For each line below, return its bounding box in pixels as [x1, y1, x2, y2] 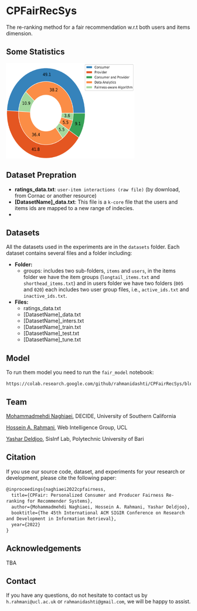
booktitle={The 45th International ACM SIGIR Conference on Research [11, 510, 185, 516]
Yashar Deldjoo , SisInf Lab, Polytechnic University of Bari [6, 436, 144, 442]
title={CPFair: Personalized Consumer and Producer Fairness [11, 492, 164, 498]
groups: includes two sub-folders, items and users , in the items [23, 267, 176, 274]
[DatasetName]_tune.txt [23, 336, 81, 343]
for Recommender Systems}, [27, 498, 93, 504]
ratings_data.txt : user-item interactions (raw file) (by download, [14, 185, 181, 192]
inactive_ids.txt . [23, 293, 67, 300]
